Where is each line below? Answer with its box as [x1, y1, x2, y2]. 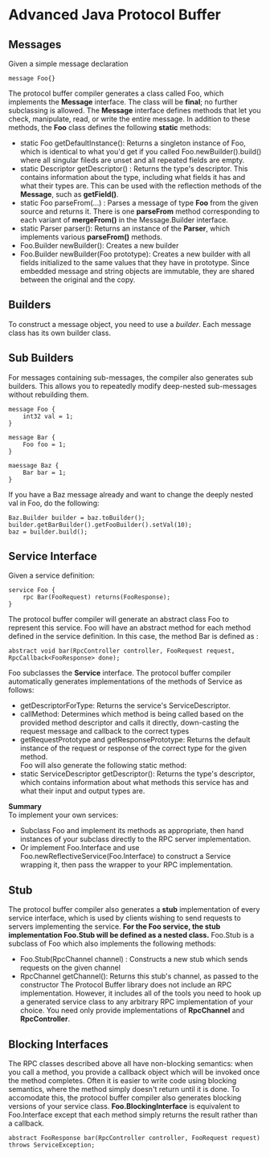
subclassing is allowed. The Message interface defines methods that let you [8, 106, 261, 115]
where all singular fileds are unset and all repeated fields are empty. [19, 155, 245, 165]
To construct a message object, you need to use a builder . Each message [8, 319, 252, 329]
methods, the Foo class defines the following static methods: [8, 123, 211, 132]
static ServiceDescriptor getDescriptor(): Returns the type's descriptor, [19, 769, 256, 779]
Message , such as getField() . [19, 190, 119, 198]
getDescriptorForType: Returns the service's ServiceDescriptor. [19, 701, 231, 710]
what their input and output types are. [19, 786, 145, 796]
